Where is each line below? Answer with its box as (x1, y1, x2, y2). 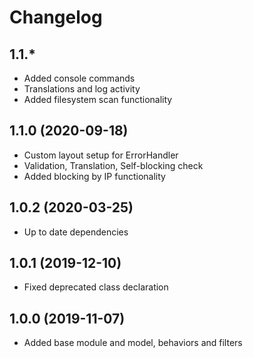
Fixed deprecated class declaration (23, 281, 169, 293)
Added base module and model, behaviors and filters (23, 337, 243, 349)
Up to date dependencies (23, 226, 129, 238)
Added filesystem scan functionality (23, 94, 173, 105)
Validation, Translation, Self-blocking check (23, 159, 204, 171)
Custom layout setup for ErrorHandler (23, 149, 179, 161)
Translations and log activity (23, 83, 141, 95)
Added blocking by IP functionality (23, 170, 166, 182)
